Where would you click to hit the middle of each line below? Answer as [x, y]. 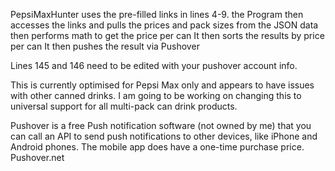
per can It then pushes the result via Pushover [105, 46]
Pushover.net [37, 157]
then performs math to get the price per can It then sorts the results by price [167, 35]
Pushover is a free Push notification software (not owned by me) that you [161, 125]
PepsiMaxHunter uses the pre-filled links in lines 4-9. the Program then [157, 14]
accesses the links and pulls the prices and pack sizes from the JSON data [164, 25]
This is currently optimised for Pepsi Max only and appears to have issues [162, 85]
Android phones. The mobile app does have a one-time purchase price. [157, 147]
